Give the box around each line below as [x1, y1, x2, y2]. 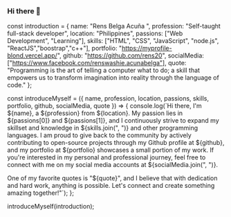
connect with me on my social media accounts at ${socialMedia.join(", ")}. [7, 161, 219, 169]
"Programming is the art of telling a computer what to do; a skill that [7, 66, 201, 75]
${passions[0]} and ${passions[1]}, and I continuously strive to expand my [7, 116, 219, 125]
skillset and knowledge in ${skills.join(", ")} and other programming [7, 124, 198, 132]
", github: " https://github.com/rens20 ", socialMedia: [57, 51, 204, 60]
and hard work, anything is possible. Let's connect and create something [7, 182, 215, 190]
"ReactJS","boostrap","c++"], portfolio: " [7, 44, 122, 53]
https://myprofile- [121, 44, 172, 53]
